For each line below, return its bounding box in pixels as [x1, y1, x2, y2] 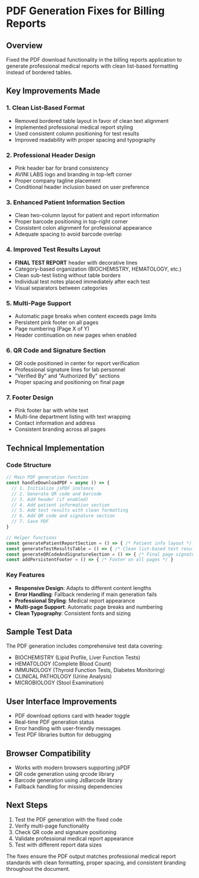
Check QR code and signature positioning [14, 828, 117, 835]
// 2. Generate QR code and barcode [11, 491, 102, 497]
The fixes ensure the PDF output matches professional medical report [6, 852, 176, 860]
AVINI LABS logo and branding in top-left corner [14, 170, 132, 177]
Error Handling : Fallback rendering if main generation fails [14, 591, 157, 598]
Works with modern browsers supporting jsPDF [14, 764, 131, 771]
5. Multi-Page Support [6, 299, 72, 307]
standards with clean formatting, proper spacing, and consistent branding [6, 859, 186, 866]
